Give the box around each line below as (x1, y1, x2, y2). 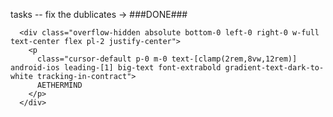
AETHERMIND (36, 80, 83, 90)
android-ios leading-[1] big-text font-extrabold (10, 63, 222, 73)
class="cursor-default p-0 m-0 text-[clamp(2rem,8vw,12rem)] (36, 54, 298, 64)
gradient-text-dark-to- (224, 63, 325, 73)
